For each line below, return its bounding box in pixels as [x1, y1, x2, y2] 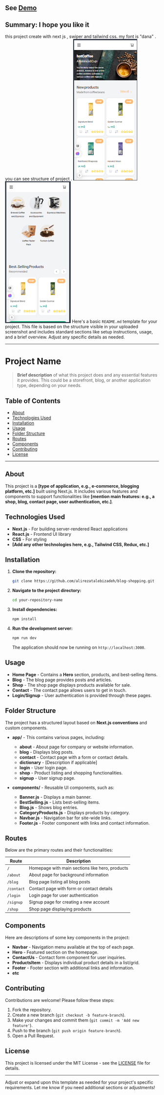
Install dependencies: [12, 607, 58, 613]
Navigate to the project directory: [12, 588, 82, 594]
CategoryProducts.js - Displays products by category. [19, 809, 130, 815]
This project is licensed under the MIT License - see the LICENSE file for [5, 1060, 150, 1066]
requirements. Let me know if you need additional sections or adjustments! [5, 1084, 155, 1090]
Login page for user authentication [29, 892, 99, 898]
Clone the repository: [12, 569, 57, 574]
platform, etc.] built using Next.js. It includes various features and [5, 488, 138, 494]
